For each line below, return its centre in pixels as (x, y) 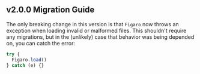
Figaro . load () (29, 60)
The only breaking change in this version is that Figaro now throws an (92, 24)
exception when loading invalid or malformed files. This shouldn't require (96, 30)
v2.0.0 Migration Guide (50, 10)
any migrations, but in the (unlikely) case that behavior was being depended (100, 37)
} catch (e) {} (25, 65)
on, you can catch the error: (41, 43)
